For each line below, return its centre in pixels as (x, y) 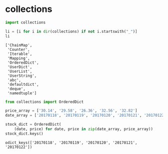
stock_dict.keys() (24, 134)
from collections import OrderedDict (44, 102)
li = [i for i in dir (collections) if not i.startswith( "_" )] (71, 31)
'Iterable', (20, 54)
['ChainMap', (19, 45)
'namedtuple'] (22, 93)
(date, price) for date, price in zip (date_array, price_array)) (84, 129)
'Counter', (18, 49)
